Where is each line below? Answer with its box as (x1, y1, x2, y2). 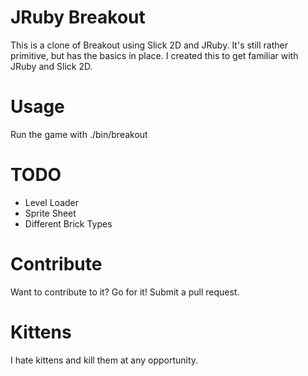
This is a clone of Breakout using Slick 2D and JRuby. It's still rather (10, 39, 288, 51)
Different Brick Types (24, 217, 113, 230)
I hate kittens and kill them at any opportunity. (10, 354, 199, 366)
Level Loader (24, 196, 79, 208)
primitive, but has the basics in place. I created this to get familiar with (10, 49, 299, 61)
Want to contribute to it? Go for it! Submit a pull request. (10, 286, 240, 298)
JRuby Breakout (10, 6, 146, 29)
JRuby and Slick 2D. (10, 60, 93, 72)
